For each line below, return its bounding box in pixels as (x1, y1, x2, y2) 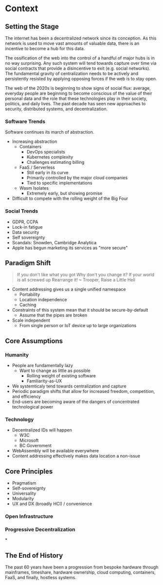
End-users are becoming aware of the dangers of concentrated (12, 399, 140, 405)
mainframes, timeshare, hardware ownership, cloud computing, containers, (5, 569, 156, 575)
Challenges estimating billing (26, 159, 85, 165)
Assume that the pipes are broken (19, 312, 88, 318)
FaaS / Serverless (19, 164, 55, 171)
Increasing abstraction (12, 138, 57, 144)
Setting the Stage (5, 22, 59, 31)
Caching (19, 302, 36, 308)
